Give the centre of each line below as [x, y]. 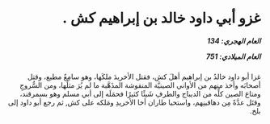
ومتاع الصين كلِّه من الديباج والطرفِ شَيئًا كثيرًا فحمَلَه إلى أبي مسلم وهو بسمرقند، [140, 94]
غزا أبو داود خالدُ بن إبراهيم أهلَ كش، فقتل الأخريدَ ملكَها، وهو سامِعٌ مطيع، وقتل [144, 76]
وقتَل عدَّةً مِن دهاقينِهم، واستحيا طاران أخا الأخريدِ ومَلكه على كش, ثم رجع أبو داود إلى [134, 102]
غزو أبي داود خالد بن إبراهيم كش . [161, 18]
